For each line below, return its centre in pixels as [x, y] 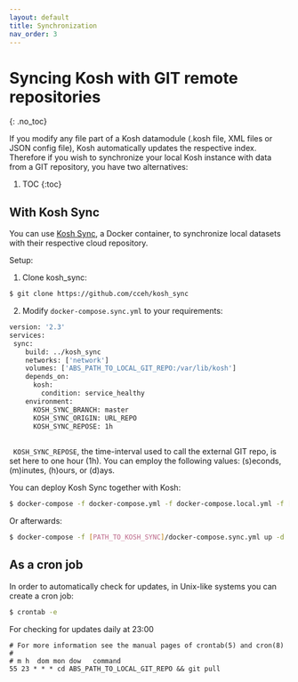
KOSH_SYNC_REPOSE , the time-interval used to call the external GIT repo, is [145, 452]
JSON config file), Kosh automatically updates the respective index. [133, 148]
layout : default [39, 17]
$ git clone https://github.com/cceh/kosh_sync [99, 294]
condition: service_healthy [93, 393]
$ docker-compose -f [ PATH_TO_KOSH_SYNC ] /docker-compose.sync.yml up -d [147, 538]
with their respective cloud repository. [79, 243]
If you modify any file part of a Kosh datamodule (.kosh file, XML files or [141, 139]
